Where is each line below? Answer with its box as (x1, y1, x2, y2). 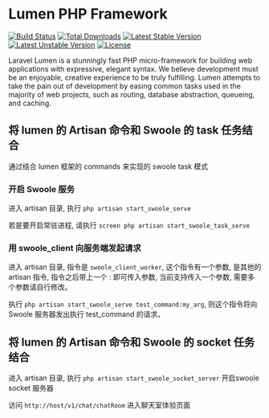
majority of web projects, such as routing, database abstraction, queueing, (8, 89, 255, 99)
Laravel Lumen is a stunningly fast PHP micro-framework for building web (8, 55, 253, 65)
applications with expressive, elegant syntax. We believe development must (8, 64, 259, 73)
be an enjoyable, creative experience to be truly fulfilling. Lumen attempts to (8, 72, 261, 82)
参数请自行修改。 (14, 282, 72, 292)
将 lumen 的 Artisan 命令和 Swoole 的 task (8, 124, 219, 137)
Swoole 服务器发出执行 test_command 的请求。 (8, 309, 165, 319)
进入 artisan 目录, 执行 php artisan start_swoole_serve (8, 203, 191, 213)
